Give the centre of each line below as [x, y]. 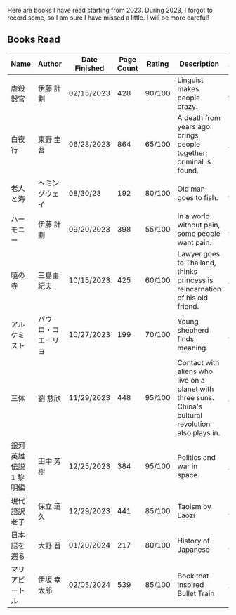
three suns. [196, 397]
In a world [194, 216]
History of [194, 541]
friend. [188, 306]
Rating [158, 64]
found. [188, 170]
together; [192, 152]
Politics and [197, 457]
